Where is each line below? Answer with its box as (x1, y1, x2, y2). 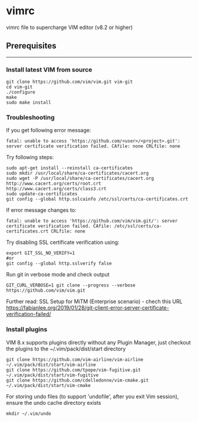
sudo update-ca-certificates (6, 191, 78, 197)
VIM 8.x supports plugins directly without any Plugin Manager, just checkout (6, 339, 192, 346)
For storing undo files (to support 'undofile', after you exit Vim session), (6, 392, 179, 400)
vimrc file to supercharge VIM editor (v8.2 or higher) (6, 24, 133, 31)
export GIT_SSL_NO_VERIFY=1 (6, 250, 75, 256)
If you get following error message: (6, 127, 91, 134)
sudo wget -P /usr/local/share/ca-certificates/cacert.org (6, 176, 154, 182)
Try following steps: (6, 154, 54, 161)
